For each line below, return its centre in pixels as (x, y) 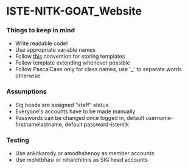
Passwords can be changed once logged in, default (80, 117)
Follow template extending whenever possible (73, 63)
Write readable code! (41, 43)
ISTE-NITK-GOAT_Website (74, 11)
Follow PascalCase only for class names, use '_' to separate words (99, 69)
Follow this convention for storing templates (70, 57)
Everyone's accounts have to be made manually (75, 111)
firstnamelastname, (39, 124)
